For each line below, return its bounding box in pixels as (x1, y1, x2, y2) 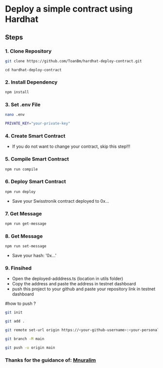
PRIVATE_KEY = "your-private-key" (5, 121, 70, 126)
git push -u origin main (5, 345, 55, 350)
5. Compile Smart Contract (5, 156, 69, 162)
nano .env (5, 112, 25, 117)
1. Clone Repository (5, 48, 52, 54)
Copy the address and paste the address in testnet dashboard (12, 281, 136, 287)
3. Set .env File (5, 101, 41, 108)
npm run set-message (5, 244, 47, 249)
